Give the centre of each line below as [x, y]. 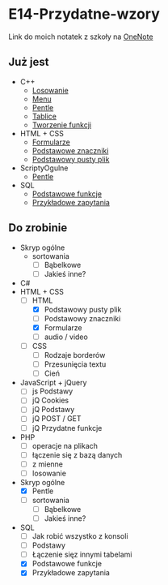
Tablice [44, 116]
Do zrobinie [38, 228]
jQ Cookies [50, 400]
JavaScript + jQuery [53, 383]
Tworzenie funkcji [61, 125]
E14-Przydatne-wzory [84, 14]
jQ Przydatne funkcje [67, 428]
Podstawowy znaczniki [82, 318]
